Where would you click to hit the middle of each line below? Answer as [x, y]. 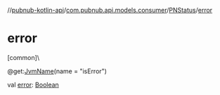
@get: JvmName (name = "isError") [57, 71]
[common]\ [24, 57]
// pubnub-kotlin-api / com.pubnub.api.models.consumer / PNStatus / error [110, 10]
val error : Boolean [33, 85]
